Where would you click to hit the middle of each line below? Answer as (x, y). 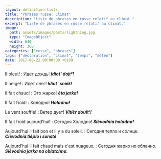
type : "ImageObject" (30, 37)
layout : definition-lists (31, 10)
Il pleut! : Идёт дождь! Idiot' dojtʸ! (40, 74)
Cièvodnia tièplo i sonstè (31, 136)
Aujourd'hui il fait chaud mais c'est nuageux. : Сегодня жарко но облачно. (81, 146)
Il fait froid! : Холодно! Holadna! (38, 103)
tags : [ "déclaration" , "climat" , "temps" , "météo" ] (59, 55)
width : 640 (21, 42)
